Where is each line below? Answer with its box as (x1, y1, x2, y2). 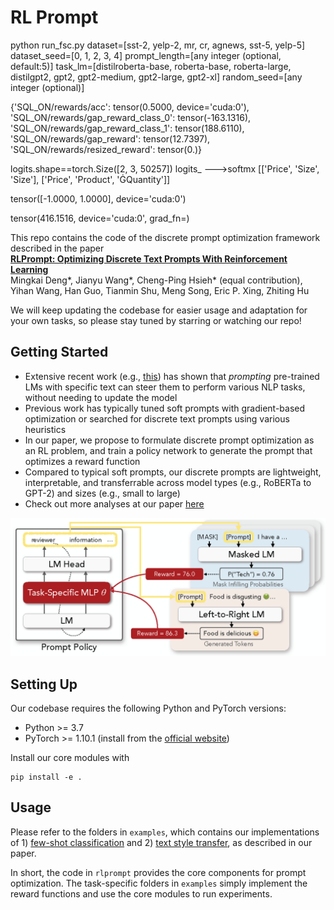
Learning (10, 263, 49, 275)
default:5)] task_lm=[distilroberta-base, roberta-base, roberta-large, (10, 60, 292, 72)
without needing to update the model (24, 391, 178, 403)
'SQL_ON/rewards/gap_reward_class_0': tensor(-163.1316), (10, 111, 252, 123)
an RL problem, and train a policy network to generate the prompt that (24, 444, 313, 456)
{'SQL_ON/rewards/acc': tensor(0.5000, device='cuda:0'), (10, 101, 250, 113)
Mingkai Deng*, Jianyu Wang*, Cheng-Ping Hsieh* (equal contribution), (10, 274, 303, 286)
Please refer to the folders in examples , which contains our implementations (10, 826, 320, 838)
